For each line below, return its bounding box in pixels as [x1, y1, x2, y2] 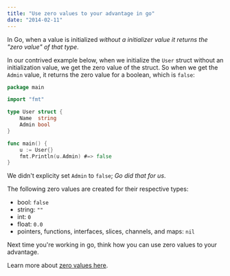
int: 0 [16, 213, 32, 221]
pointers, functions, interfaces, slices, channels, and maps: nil [16, 227, 195, 235]
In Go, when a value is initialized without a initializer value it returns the [7, 35, 208, 43]
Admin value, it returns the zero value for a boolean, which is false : [7, 70, 195, 79]
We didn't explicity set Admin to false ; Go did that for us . [7, 172, 166, 180]
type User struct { [7, 108, 63, 115]
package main [7, 84, 45, 91]
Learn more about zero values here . [7, 262, 108, 270]
